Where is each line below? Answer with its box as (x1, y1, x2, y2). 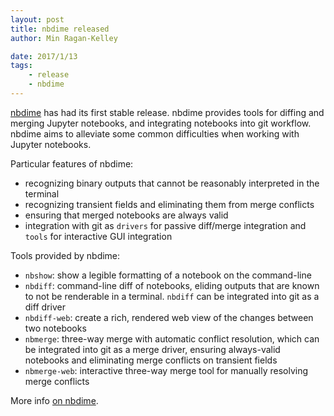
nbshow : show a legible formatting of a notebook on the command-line (24, 269, 312, 281)
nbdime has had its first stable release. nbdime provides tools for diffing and (10, 106, 325, 118)
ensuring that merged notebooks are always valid (24, 209, 229, 221)
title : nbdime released (10, 24, 110, 34)
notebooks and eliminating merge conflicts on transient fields (24, 354, 278, 366)
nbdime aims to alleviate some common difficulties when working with (10, 127, 300, 140)
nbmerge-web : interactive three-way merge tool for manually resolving (24, 364, 308, 376)
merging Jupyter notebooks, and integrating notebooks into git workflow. (10, 117, 312, 129)
